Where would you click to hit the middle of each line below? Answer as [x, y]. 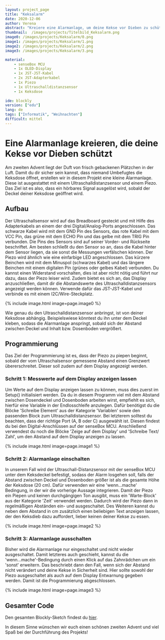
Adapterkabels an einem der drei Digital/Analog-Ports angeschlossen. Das [80, 226]
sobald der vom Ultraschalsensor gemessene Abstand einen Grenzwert [77, 361]
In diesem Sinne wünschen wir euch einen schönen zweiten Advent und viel [82, 627]
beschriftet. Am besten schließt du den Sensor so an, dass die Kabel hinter [81, 247]
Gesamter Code [30, 605]
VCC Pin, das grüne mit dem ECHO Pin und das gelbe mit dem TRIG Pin [77, 236]
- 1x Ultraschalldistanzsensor [46, 87]
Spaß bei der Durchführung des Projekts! [47, 632]
